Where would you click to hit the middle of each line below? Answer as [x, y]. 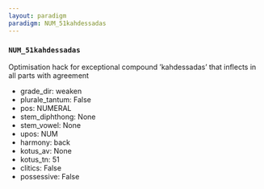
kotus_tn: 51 [40, 159]
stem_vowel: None [50, 125]
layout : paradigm [38, 16]
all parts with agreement [49, 75]
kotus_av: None [46, 150]
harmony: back [45, 142]
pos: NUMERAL [46, 108]
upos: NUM [39, 134]
